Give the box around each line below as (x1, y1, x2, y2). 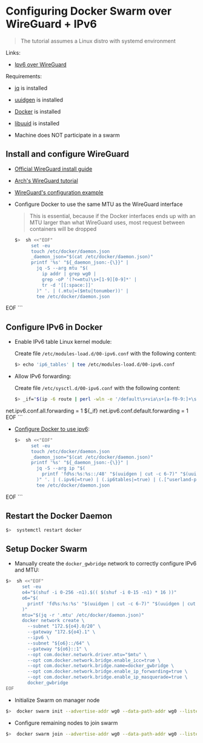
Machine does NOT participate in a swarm (14, 131, 121, 139)
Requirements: (5, 72, 42, 80)
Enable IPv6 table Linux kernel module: (14, 338, 112, 346)
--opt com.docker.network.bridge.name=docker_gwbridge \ (27, 663, 174, 669)
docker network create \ (21, 618, 85, 624)
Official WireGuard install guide (14, 165, 93, 173)
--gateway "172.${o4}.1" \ (27, 629, 96, 635)
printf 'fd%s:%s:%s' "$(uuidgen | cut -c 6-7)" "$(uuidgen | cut (27, 600, 196, 607)
